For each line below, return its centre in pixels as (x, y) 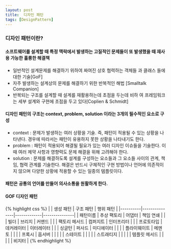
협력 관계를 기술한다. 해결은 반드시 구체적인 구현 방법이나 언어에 (83, 165)
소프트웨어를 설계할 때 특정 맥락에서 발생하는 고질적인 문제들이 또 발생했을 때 (81, 51)
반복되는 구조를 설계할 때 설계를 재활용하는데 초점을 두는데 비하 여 (78, 95)
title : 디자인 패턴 (25, 15)
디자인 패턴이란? (24, 38)
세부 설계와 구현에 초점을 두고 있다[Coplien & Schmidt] (73, 101)
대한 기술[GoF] (28, 77)
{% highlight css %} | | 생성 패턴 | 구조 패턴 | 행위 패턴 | (62, 209)
